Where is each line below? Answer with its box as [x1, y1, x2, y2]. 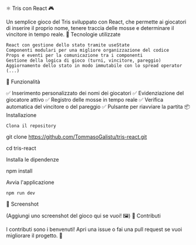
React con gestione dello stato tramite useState [6, 42, 130, 48]
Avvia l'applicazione [6, 179, 55, 186]
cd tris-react [6, 145, 36, 152]
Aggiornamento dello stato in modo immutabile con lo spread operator [6, 63, 183, 69]
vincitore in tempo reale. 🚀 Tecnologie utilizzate [6, 31, 121, 38]
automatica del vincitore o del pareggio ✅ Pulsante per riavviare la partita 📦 [6, 103, 191, 110]
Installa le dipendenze [6, 156, 59, 163]
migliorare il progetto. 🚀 [6, 232, 63, 239]
